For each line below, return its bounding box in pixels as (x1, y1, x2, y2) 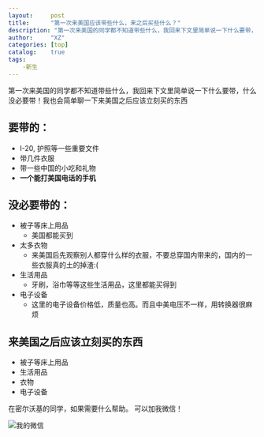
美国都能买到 (31, 231, 73, 240)
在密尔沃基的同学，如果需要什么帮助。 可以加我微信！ (8, 404, 183, 413)
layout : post (8, 11, 65, 20)
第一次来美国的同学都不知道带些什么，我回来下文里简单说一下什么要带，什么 (8, 85, 257, 95)
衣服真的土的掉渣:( (38, 260, 99, 269)
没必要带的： (8, 198, 71, 212)
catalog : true (8, 48, 65, 56)
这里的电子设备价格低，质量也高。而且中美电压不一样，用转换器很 (31, 299, 246, 309)
